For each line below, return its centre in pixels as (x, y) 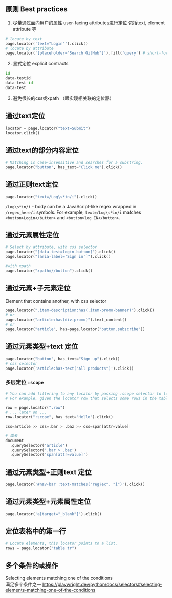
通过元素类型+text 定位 (42, 347)
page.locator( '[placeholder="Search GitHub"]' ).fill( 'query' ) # (75, 53)
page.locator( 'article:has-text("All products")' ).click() (70, 368)
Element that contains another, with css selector (56, 301)
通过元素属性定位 (32, 235)
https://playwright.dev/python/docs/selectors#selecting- (102, 584)
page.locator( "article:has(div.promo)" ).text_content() (66, 320)
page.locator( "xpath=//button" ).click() (49, 271)
